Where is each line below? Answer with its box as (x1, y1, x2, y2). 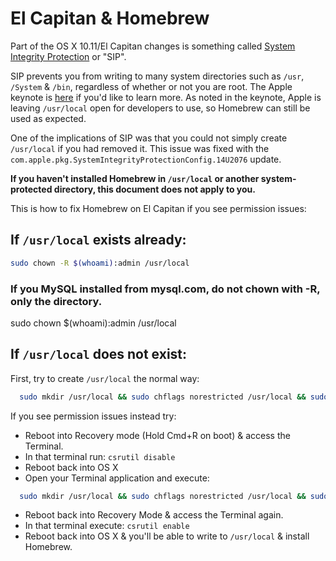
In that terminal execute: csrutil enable (24, 520, 190, 532)
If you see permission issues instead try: (10, 410, 177, 422)
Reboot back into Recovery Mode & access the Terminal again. (24, 509, 284, 521)
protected (10, 183, 53, 195)
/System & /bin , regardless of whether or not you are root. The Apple (10, 80, 293, 92)
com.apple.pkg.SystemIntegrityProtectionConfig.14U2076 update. (10, 153, 282, 165)
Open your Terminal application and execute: (24, 472, 210, 484)
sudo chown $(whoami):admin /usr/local (10, 317, 177, 329)
